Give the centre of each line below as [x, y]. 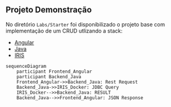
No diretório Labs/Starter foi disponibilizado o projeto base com [85, 24]
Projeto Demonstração [49, 10]
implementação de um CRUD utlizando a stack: [64, 31]
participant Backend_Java [49, 77]
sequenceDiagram [26, 66]
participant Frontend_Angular [54, 72]
